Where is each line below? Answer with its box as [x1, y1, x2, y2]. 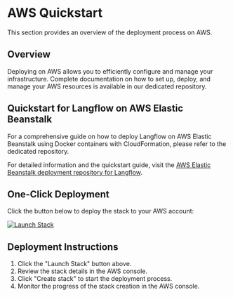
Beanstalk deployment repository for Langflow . [7, 168, 142, 176]
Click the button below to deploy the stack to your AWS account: [7, 207, 194, 216]
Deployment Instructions [7, 241, 119, 253]
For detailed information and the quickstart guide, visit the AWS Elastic [7, 160, 211, 169]
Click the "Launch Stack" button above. [17, 260, 132, 268]
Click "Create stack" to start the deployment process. [17, 275, 173, 283]
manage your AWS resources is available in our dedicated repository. [7, 82, 207, 91]
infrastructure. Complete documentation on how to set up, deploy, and [7, 74, 211, 83]
